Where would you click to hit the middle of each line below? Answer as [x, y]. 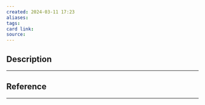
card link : [20, 29]
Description [29, 59]
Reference [27, 86]
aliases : [17, 18]
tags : [13, 23]
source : [16, 35]
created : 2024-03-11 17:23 [41, 12]
